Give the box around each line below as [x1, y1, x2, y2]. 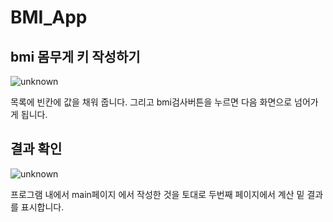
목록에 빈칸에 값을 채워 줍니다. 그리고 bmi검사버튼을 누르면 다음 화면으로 [10, 96, 293, 108]
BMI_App [10, 6, 88, 29]
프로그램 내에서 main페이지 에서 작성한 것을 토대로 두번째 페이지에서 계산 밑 [10, 188, 305, 200]
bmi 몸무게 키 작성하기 [10, 48, 141, 65]
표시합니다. [20, 201, 65, 213]
